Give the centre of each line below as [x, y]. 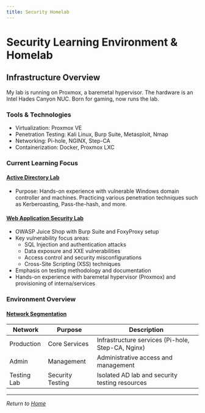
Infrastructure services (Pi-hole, [143, 340]
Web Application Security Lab [45, 218]
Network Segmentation [37, 314]
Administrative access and [135, 357]
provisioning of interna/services [55, 284]
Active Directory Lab [33, 178]
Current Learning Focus [42, 163]
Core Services [68, 344]
